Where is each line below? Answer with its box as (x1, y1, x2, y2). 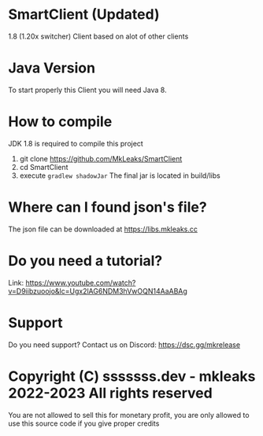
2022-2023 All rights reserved (8, 384, 213, 402)
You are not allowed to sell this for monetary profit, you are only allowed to (8, 410, 250, 419)
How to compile (8, 113, 113, 131)
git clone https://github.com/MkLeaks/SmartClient (19, 153, 183, 163)
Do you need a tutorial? (8, 252, 163, 269)
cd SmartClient (19, 162, 69, 172)
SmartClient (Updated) (8, 6, 160, 24)
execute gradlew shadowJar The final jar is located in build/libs (19, 171, 220, 180)
